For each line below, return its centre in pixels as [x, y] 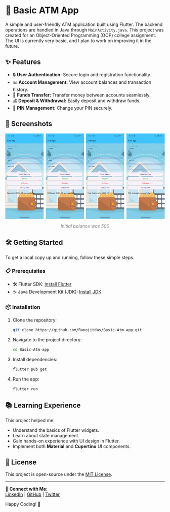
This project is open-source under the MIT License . [59, 474]
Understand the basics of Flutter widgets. [56, 430]
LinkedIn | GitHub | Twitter [32, 494]
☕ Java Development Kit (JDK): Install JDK [57, 292]
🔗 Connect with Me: [27, 489]
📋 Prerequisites [25, 271]
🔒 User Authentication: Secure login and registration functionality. [82, 74]
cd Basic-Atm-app [31, 350]
